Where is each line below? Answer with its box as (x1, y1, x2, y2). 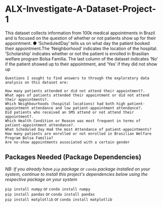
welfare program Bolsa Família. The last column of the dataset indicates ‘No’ (5, 56, 158, 62)
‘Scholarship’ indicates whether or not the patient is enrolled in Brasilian (5, 50, 149, 57)
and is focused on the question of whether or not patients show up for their (5, 35, 156, 41)
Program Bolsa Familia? (5, 135, 54, 140)
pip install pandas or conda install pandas (5, 191, 95, 197)
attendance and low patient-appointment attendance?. (31, 105, 143, 110)
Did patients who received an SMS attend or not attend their (5, 110, 134, 115)
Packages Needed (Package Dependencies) (5, 153, 142, 162)
